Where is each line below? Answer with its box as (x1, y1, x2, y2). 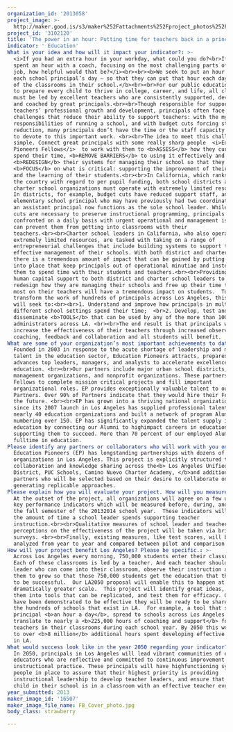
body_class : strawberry (7, 708, 76, 715)
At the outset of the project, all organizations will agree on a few (13, 495, 222, 502)
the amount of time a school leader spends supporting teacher (13, 514, 200, 521)
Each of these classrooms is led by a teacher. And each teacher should (13, 560, 228, 567)
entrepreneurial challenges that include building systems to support (13, 243, 222, 250)
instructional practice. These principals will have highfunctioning (13, 663, 218, 670)
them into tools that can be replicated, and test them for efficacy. (13, 592, 222, 599)
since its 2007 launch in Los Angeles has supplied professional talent (13, 405, 228, 412)
